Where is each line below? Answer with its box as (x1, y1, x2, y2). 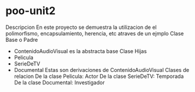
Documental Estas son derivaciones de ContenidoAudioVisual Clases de (14, 66, 190, 73)
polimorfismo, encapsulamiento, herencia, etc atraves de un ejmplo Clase (5, 29, 184, 37)
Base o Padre (5, 36, 38, 43)
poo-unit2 (5, 4, 56, 18)
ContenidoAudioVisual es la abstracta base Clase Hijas (14, 47, 147, 54)
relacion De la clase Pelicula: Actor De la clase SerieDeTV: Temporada (14, 73, 184, 80)
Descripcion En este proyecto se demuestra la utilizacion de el (5, 24, 157, 31)
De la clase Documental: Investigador (14, 78, 105, 86)
